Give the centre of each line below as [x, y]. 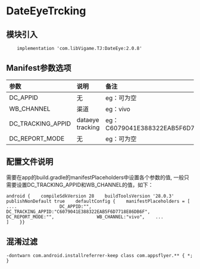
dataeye [88, 120]
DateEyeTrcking [46, 11]
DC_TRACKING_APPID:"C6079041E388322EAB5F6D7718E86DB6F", [78, 212]
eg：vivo [118, 109]
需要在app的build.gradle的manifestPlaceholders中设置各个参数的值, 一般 [95, 177]
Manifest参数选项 [39, 68]
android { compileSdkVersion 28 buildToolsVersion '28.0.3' [90, 196]
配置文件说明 [30, 162]
